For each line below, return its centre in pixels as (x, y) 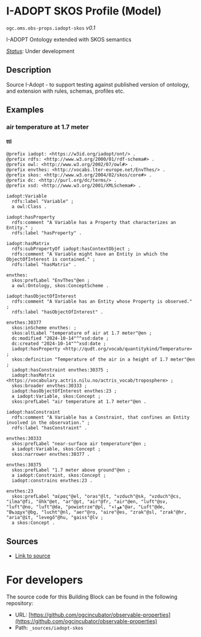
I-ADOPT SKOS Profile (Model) (84, 11)
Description (29, 70)
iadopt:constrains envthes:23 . (52, 481)
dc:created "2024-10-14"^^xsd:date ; (59, 344)
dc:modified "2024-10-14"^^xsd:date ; (60, 338)
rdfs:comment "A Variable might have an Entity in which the (90, 254)
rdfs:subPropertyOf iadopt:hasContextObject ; (71, 249)
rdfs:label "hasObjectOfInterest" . (57, 312)
